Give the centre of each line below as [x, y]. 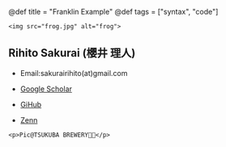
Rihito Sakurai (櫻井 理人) [72, 53]
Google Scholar [46, 89]
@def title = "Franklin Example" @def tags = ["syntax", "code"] [113, 12]
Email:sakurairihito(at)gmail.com [74, 73]
